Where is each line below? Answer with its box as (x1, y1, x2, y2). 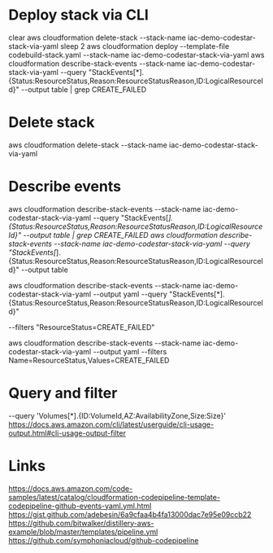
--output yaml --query (93, 289, 168, 299)
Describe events (8, 178, 122, 196)
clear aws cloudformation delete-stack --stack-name (8, 33, 187, 42)
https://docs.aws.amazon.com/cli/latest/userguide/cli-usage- (8, 419, 214, 429)
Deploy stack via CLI (8, 6, 149, 24)
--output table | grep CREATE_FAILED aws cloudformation (23, 230, 218, 239)
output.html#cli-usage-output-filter (8, 428, 126, 437)
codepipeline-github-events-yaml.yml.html (8, 501, 152, 511)
